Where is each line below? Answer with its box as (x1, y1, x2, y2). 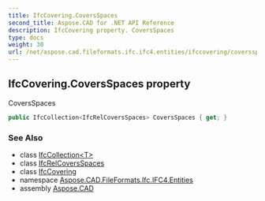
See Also (8, 132, 43, 143)
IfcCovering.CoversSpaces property (8, 77, 191, 91)
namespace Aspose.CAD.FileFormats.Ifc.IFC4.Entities (19, 175, 193, 184)
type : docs (8, 33, 44, 42)
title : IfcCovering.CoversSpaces (8, 11, 118, 20)
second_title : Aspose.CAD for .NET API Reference (8, 19, 175, 27)
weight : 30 (8, 41, 44, 49)
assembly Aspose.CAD (19, 183, 95, 193)
